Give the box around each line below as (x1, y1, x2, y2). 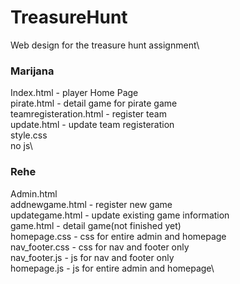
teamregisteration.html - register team (10, 108, 167, 120)
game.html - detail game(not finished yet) (10, 219, 182, 231)
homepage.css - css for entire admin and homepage (10, 230, 227, 242)
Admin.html (10, 187, 58, 200)
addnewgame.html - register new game (10, 198, 173, 210)
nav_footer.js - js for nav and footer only (10, 251, 175, 263)
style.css (10, 129, 48, 141)
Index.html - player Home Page (10, 87, 139, 99)
